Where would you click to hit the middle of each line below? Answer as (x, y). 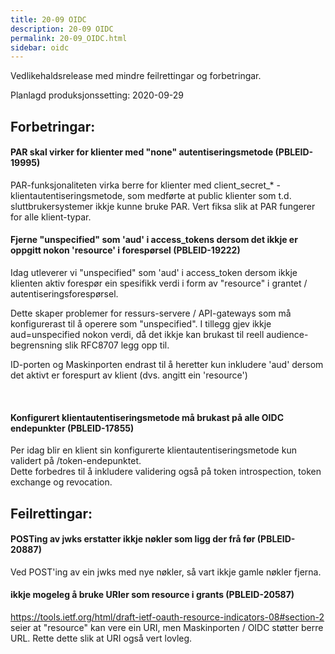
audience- (287, 335)
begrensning (36, 345)
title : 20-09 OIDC (48, 19)
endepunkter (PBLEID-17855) (72, 428)
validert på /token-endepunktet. (76, 461)
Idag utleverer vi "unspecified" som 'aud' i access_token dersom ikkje (154, 273)
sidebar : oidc (40, 47)
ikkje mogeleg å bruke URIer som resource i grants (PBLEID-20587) (152, 595)
